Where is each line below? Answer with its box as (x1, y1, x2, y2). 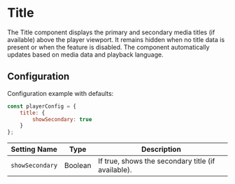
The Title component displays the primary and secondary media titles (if (7, 28, 215, 36)
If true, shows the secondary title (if (97, 156, 215, 166)
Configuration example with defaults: (7, 89, 114, 97)
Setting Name (10, 145, 58, 155)
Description (141, 145, 182, 155)
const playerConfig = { (7, 103, 77, 110)
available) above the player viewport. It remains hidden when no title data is (7, 35, 225, 43)
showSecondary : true (32, 115, 92, 123)
